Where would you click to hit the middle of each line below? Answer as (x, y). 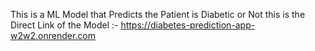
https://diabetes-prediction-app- (188, 25)
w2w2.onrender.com (53, 35)
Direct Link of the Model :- (64, 25)
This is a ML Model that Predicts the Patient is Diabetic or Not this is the (158, 14)
